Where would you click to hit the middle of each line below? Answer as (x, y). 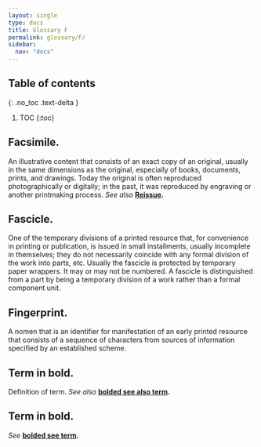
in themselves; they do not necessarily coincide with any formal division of (129, 255)
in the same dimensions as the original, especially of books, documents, (125, 169)
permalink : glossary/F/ (47, 37)
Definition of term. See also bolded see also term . (89, 392)
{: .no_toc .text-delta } (43, 102)
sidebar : (22, 45)
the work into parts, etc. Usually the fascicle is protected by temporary (122, 263)
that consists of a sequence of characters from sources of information (121, 340)
